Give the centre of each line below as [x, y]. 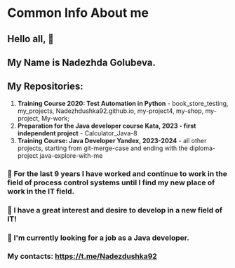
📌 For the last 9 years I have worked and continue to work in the [117, 173]
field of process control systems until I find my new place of [111, 182]
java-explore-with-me [71, 155]
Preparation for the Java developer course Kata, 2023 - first [107, 126]
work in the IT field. [41, 191]
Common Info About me [78, 13]
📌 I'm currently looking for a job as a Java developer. [98, 238]
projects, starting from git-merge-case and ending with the [102, 148]
